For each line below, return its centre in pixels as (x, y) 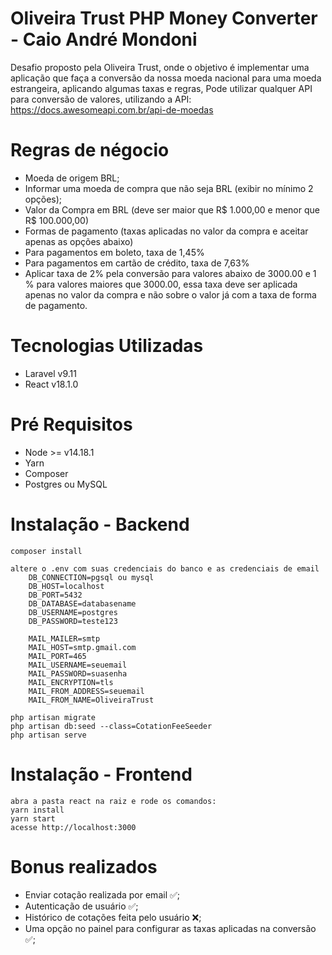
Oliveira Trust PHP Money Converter (164, 18)
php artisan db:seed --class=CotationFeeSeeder (111, 726)
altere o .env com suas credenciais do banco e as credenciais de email (165, 568)
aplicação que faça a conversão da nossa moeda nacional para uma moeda (166, 78)
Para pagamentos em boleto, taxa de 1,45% (114, 252)
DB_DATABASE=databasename (82, 603)
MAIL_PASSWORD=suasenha (78, 673)
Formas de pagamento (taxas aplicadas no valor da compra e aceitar (166, 231)
